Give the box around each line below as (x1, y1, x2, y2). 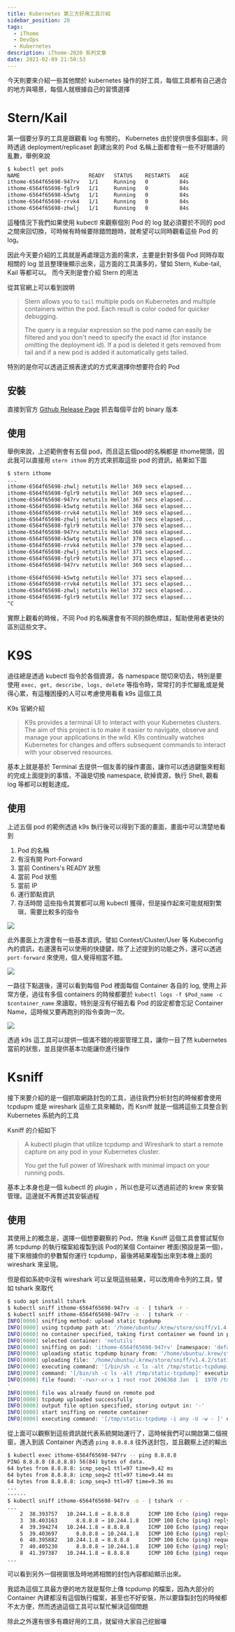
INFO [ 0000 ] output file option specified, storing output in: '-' (7, 1403, 205, 1410)
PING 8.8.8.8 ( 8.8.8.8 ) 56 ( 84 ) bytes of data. (7, 1458, 145, 1465)
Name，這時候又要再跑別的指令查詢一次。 (7, 1008, 129, 1016)
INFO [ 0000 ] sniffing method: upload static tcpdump (7, 1318, 161, 1325)
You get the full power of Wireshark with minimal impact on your (24, 1161, 210, 1169)
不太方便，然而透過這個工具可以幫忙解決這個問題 (7, 1602, 148, 1610)
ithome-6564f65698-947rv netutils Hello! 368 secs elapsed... (7, 529, 192, 536)
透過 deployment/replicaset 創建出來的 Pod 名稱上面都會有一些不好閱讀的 (13, 142, 225, 151)
